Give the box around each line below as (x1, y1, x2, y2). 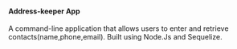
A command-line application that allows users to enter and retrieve (8, 24, 229, 33)
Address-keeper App (8, 6, 80, 16)
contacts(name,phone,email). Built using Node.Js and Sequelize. (8, 32, 223, 42)
